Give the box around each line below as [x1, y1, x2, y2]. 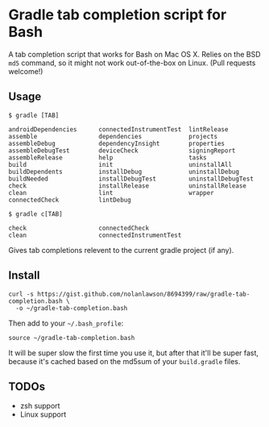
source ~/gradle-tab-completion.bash [8, 334, 135, 342]
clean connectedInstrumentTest [8, 231, 182, 239]
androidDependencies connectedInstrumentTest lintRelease [8, 125, 229, 134]
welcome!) [8, 66, 43, 76]
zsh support [19, 401, 60, 411]
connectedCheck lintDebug [8, 196, 131, 204]
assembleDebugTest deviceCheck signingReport [8, 147, 236, 155]
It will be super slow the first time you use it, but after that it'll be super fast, [8, 348, 259, 358]
